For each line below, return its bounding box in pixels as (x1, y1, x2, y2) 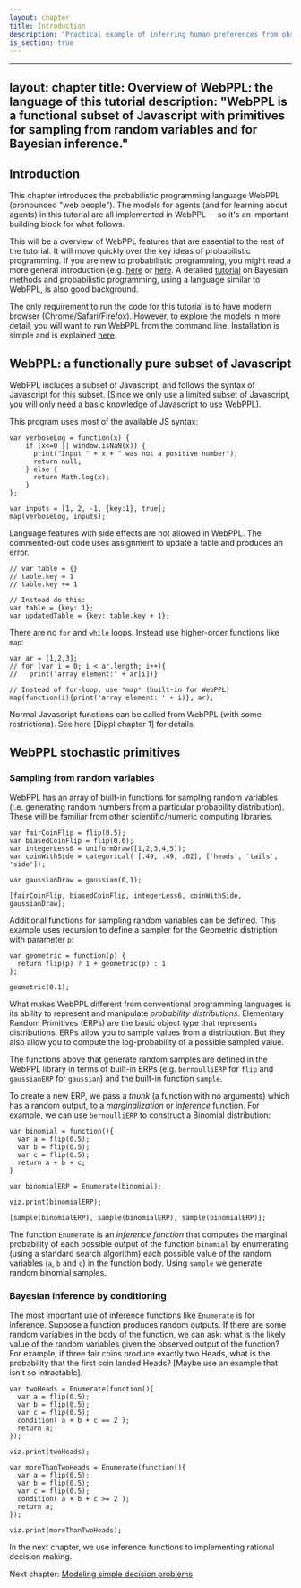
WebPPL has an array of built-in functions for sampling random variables (9, 792, 279, 803)
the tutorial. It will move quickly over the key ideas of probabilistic (9, 246, 251, 257)
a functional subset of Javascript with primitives (9, 108, 286, 123)
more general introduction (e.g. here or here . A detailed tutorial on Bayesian (9, 265, 288, 276)
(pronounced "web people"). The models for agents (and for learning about (9, 199, 288, 211)
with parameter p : (9, 934, 74, 944)
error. (9, 547, 30, 557)
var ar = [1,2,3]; (9, 654, 78, 663)
